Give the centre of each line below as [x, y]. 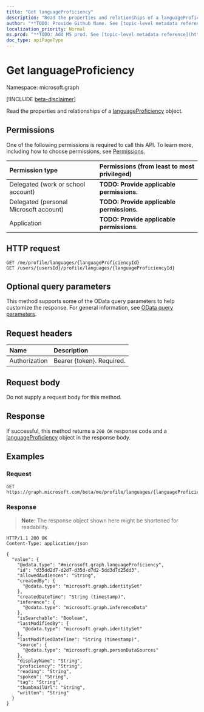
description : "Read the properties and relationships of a [83, 18]
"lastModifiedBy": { [43, 623]
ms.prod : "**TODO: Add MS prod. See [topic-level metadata [83, 35]
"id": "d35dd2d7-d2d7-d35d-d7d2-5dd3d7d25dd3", [78, 570]
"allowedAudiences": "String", [57, 575]
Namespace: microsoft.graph [43, 87]
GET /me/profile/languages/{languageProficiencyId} [73, 263]
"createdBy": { [36, 581]
